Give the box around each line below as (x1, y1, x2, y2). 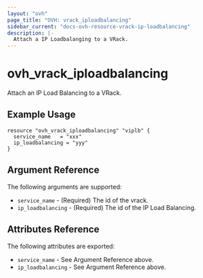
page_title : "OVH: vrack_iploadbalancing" (7, 17, 132, 24)
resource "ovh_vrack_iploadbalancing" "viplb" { (7, 127, 150, 134)
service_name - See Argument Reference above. (17, 255, 154, 263)
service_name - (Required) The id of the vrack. (17, 196, 149, 205)
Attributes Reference (7, 223, 100, 236)
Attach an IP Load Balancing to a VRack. (7, 89, 122, 97)
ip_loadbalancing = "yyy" (13, 139, 89, 146)
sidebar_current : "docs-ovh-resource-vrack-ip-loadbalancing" (7, 23, 191, 30)
